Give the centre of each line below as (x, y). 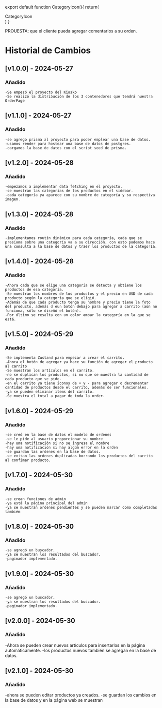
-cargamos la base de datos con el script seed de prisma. (66, 148)
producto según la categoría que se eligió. (51, 298)
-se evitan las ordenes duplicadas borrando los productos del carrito (79, 456)
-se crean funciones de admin (36, 499)
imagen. (13, 199)
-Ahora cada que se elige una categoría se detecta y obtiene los (73, 285)
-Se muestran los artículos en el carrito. (50, 370)
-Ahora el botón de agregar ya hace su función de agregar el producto (79, 362)
